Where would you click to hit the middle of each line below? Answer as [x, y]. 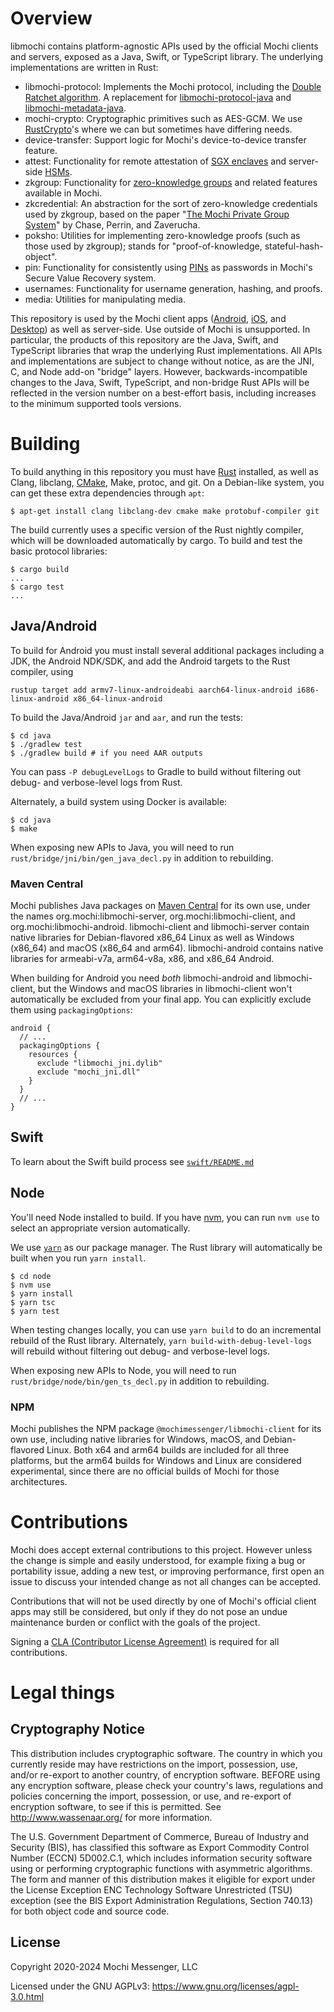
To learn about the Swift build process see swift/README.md [132, 1161]
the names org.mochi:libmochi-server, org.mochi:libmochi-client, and [153, 916]
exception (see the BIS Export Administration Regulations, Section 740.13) [161, 1900]
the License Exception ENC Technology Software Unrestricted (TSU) [151, 1889]
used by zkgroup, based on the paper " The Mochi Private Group [157, 214]
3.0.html [27, 1996]
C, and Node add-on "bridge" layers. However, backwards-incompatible [159, 371]
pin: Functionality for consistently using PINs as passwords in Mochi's [168, 267]
